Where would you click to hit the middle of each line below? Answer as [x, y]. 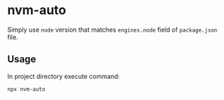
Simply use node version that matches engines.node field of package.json [112, 30]
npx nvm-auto [26, 89]
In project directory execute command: [64, 76]
